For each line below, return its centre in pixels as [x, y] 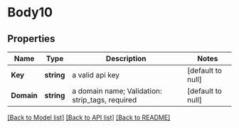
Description [126, 59]
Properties [31, 39]
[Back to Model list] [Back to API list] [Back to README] [89, 117]
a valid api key [96, 75]
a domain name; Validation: [117, 91]
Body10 [30, 12]
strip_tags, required [105, 100]
